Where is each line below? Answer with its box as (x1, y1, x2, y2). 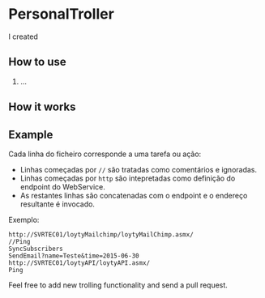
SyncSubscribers (8, 245, 63, 253)
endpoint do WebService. (19, 181, 105, 191)
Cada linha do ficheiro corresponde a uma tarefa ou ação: (8, 149, 202, 159)
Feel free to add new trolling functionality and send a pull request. (8, 280, 229, 290)
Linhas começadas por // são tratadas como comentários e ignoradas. (19, 164, 258, 174)
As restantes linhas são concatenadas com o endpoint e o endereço (19, 190, 248, 200)
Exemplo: (8, 215, 40, 224)
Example (8, 127, 53, 142)
